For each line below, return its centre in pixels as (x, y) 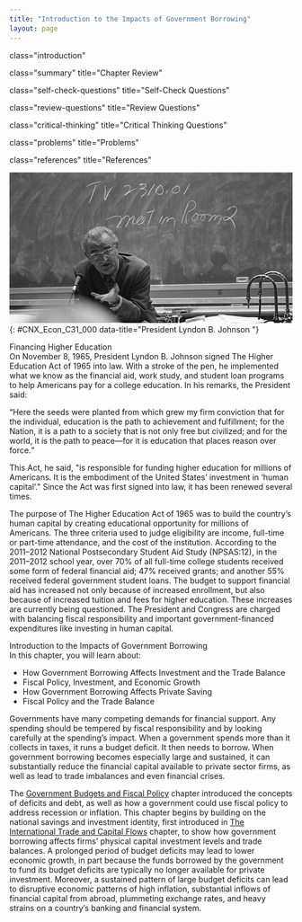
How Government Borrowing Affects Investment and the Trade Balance (154, 673)
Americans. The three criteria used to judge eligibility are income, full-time (147, 533)
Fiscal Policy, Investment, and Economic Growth (111, 682)
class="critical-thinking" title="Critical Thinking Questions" (118, 125)
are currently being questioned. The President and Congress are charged (145, 609)
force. (20, 450)
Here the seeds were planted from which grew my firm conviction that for (149, 412)
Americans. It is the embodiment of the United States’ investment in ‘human (149, 477)
